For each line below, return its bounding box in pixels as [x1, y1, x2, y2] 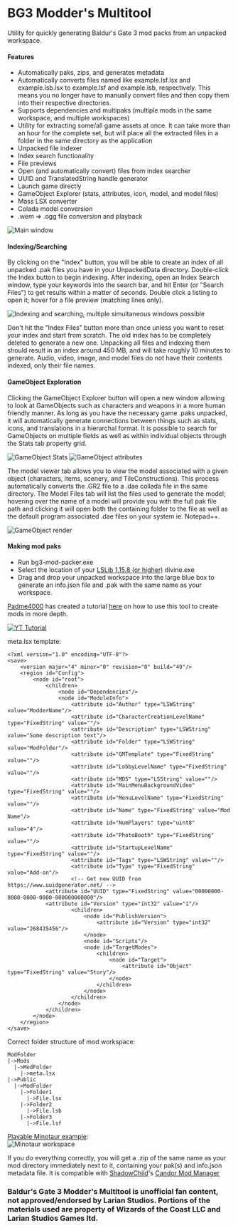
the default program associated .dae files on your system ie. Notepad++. [7, 511, 220, 521]
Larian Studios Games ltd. [7, 1213, 98, 1223]
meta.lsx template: [7, 637, 62, 645]
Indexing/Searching [7, 242, 67, 251]
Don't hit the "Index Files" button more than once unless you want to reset [7, 323, 225, 332]
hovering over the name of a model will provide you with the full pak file [7, 496, 217, 505]
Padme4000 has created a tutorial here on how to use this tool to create [7, 602, 218, 610]
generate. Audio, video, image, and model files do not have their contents [7, 354, 222, 363]
